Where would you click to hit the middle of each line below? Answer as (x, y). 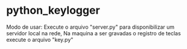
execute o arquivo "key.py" (40, 39)
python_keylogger (53, 10)
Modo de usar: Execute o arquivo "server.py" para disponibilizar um (90, 27)
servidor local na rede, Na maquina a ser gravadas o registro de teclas (93, 33)
